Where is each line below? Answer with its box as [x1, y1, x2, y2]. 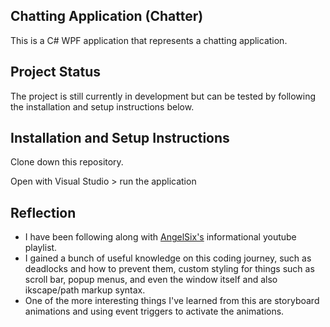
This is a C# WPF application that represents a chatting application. [10, 34, 288, 46]
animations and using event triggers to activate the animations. [24, 305, 285, 318]
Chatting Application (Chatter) [10, 8, 204, 25]
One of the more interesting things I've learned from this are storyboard [24, 295, 320, 307]
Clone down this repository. [10, 156, 124, 168]
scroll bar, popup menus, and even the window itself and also [24, 274, 278, 286]
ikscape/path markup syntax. [24, 284, 146, 296]
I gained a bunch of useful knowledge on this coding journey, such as [24, 252, 312, 264]
